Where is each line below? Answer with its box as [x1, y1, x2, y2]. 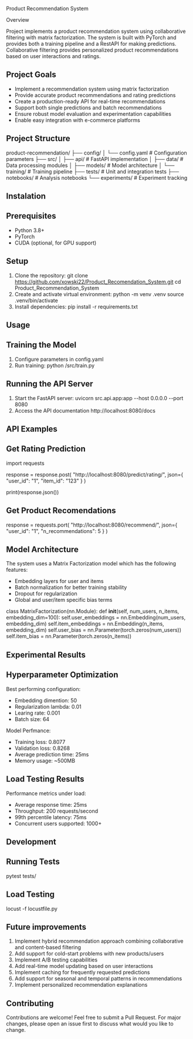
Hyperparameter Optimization [6, 670, 118, 680]
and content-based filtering [14, 944, 81, 951]
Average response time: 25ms [14, 801, 87, 808]
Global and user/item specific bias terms [14, 596, 113, 604]
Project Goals [6, 70, 57, 80]
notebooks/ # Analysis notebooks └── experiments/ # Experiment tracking [6, 174, 188, 181]
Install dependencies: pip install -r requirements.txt [14, 303, 138, 310]
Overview [6, 16, 29, 23]
